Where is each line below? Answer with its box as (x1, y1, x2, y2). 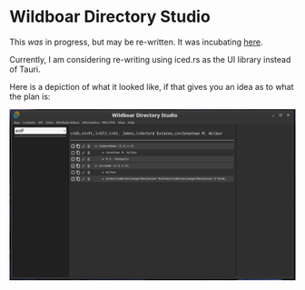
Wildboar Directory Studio (9, 6, 211, 27)
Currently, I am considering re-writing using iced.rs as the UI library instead (9, 54, 291, 65)
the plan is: (9, 91, 51, 102)
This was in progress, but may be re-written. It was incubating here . (9, 36, 263, 47)
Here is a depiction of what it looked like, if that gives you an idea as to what (9, 81, 294, 92)
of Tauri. (9, 64, 41, 75)
